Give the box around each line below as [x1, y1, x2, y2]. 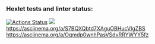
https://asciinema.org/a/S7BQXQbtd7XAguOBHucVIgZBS [6, 25, 145, 32]
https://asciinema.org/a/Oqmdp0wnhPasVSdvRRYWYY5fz [6, 31, 149, 38]
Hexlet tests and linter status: [6, 5, 93, 13]
